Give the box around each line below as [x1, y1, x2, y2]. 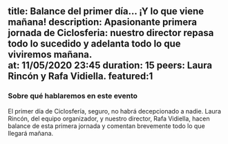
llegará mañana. [8, 129, 54, 137]
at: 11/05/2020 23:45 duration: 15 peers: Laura [8, 60, 213, 71]
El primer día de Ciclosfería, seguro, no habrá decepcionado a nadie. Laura [8, 107, 222, 115]
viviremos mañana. [8, 48, 93, 61]
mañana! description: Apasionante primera [8, 17, 198, 28]
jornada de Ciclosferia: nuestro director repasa [8, 27, 214, 39]
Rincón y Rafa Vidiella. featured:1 [8, 71, 153, 82]
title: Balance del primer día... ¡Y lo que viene [8, 6, 205, 17]
